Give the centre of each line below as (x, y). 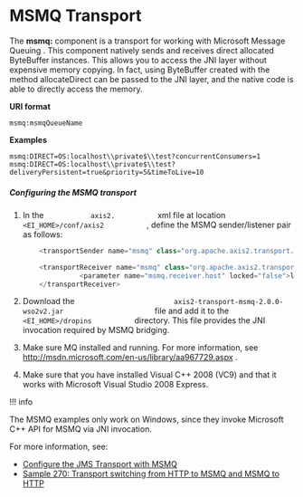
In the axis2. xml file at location (124, 215)
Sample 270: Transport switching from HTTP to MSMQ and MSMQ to (151, 474)
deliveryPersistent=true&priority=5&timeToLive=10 (107, 172)
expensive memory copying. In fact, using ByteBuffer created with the (140, 70)
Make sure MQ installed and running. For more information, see (140, 348)
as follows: (43, 234)
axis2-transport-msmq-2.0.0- (228, 302)
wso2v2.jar (43, 312)
